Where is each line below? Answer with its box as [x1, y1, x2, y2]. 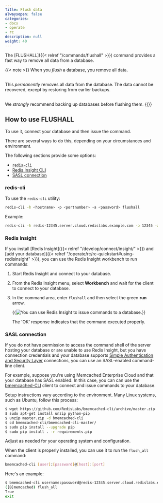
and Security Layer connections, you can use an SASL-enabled [5, 358, 131, 364]
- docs [5, 20, 18, 26]
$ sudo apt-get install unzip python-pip [5, 411, 90, 416]
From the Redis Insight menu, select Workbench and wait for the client [12, 280, 154, 286]
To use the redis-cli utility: [5, 195, 61, 201]
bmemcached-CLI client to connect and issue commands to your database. [5, 383, 156, 388]
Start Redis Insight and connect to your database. [12, 271, 112, 276]
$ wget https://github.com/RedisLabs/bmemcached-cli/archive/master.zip [5, 406, 155, 412]
